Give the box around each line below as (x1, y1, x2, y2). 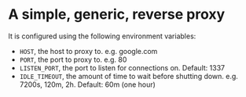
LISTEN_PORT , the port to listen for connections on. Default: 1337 (19, 63, 226, 72)
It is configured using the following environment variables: (8, 31, 196, 41)
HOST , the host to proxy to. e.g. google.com (19, 46, 158, 56)
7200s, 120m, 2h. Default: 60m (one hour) (19, 80, 156, 89)
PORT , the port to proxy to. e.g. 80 (19, 55, 127, 64)
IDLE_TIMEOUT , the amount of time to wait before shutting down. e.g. (19, 71, 238, 81)
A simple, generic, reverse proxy (8, 5, 226, 23)
